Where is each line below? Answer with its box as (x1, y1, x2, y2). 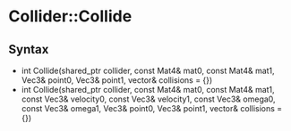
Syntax (8, 42, 49, 57)
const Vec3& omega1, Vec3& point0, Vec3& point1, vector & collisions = (21, 103, 283, 113)
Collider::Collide (8, 6, 133, 27)
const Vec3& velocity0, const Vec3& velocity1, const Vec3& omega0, (21, 94, 276, 104)
